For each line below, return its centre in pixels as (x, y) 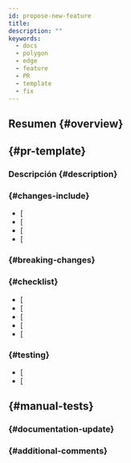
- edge (27, 61)
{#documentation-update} (61, 429)
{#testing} (29, 355)
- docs (27, 46)
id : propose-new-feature (50, 16)
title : (19, 23)
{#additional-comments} (58, 451)
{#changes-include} (49, 196)
